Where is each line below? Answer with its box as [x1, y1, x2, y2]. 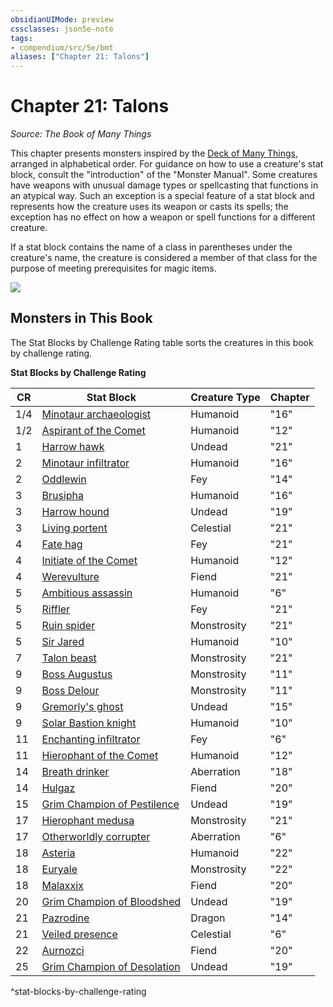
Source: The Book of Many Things [10, 128, 152, 140]
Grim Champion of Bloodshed [41, 894, 182, 908]
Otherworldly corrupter [41, 829, 151, 843]
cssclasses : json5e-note [10, 24, 114, 34]
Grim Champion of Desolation [41, 959, 181, 973]
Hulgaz [41, 781, 76, 795]
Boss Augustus [41, 667, 113, 681]
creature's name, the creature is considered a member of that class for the [10, 252, 318, 264]
